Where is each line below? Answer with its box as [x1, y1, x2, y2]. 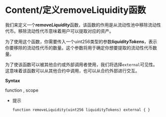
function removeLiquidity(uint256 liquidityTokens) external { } [12, 107, 150, 112]
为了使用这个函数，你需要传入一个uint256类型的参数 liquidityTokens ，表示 [5, 38, 158, 45]
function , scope [5, 87, 39, 93]
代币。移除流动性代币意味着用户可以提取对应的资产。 [5, 28, 114, 34]
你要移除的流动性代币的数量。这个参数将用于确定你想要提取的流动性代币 [5, 45, 153, 51]
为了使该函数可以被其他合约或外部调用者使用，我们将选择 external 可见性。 [5, 61, 158, 67]
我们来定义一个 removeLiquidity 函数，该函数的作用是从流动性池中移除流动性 [5, 22, 161, 28]
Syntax [5, 77, 20, 83]
